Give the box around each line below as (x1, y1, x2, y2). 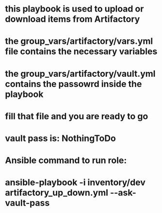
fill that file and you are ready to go (5, 111, 148, 122)
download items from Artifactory (5, 14, 140, 25)
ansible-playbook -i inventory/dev (5, 177, 146, 188)
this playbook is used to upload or (5, 3, 144, 14)
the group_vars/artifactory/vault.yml (5, 68, 156, 79)
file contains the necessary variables (5, 46, 158, 57)
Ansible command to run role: (5, 155, 127, 166)
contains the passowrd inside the (5, 78, 142, 89)
